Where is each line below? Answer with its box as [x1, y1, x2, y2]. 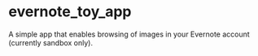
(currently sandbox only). [8, 37, 94, 47]
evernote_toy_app [8, 2, 132, 21]
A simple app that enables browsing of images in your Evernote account [8, 29, 250, 39]
